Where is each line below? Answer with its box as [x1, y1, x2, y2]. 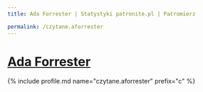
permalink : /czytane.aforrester [7, 23, 103, 30]
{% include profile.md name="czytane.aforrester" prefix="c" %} [7, 77, 196, 86]
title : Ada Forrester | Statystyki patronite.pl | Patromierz [7, 10, 196, 18]
